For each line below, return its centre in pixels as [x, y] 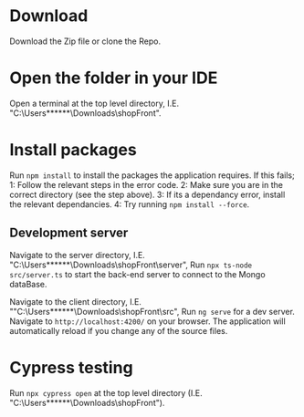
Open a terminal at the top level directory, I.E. [94, 103]
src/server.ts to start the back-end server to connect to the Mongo [138, 274]
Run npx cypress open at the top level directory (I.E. [106, 392]
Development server [69, 233]
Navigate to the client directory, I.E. [75, 301]
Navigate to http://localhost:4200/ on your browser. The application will [147, 321]
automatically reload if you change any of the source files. [119, 330]
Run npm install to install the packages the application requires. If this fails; [152, 175]
